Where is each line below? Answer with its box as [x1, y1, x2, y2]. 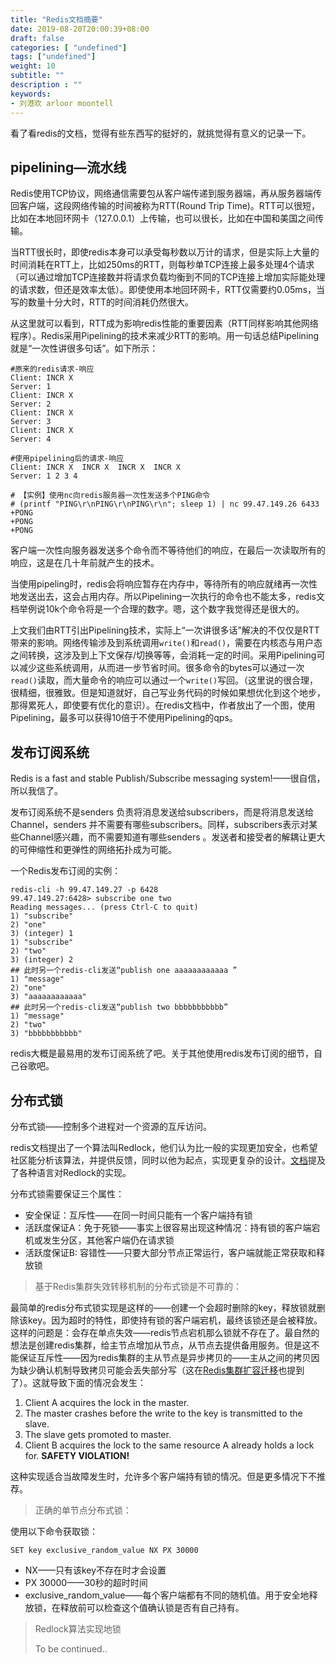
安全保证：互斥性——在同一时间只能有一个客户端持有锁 [24, 1209, 253, 1221]
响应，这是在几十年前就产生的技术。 [10, 557, 160, 569]
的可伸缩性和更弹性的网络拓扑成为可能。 [10, 844, 177, 856]
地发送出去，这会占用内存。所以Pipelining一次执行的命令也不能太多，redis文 [10, 591, 325, 603]
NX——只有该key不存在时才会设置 [24, 1564, 167, 1576]
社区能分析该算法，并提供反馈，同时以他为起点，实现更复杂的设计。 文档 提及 [10, 1154, 326, 1166]
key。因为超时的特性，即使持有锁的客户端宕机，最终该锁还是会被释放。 [27, 1314, 323, 1326]
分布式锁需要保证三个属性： [10, 1187, 125, 1200]
